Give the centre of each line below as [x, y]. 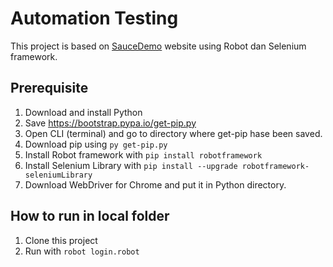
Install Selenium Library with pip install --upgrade [131, 165]
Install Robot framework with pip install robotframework [143, 154]
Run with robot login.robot [82, 251]
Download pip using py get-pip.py [96, 144]
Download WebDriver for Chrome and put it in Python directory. [155, 184]
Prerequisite [49, 88]
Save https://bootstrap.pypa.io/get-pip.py [110, 123]
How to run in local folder [90, 216]
